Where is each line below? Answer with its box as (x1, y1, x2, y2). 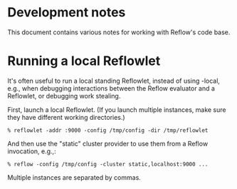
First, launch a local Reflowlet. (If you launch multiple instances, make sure (7, 105, 226, 114)
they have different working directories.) (7, 113, 126, 121)
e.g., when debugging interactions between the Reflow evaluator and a (7, 83, 216, 93)
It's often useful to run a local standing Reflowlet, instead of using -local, (7, 76, 221, 85)
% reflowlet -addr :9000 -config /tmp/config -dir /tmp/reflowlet (7, 126, 209, 134)
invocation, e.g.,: (7, 147, 56, 155)
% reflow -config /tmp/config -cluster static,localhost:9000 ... (7, 160, 209, 168)
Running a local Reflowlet (7, 53, 161, 69)
